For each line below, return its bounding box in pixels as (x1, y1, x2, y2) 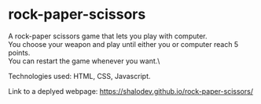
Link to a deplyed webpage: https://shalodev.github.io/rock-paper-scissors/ (8, 86, 254, 95)
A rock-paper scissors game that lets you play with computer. (8, 31, 208, 41)
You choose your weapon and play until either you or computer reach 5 (8, 39, 239, 48)
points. (8, 48, 31, 57)
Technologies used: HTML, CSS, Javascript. (8, 71, 151, 81)
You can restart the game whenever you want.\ (8, 56, 160, 66)
